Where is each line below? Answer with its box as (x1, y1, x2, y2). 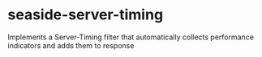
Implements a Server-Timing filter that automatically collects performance (7, 32, 255, 42)
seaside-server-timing (7, 6, 164, 24)
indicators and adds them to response (7, 40, 135, 50)
